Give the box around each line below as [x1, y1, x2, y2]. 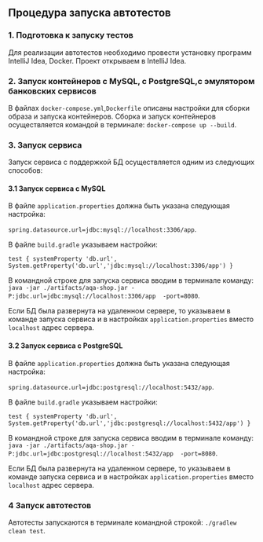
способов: [8, 166, 43, 175]
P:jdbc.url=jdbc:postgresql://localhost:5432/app [8, 449, 174, 458]
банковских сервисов [8, 86, 97, 97]
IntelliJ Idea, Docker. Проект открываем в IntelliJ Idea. [8, 56, 187, 65]
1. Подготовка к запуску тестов [8, 30, 133, 41]
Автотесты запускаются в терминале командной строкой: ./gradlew [8, 518, 237, 527]
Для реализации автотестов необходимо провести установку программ [8, 47, 252, 57]
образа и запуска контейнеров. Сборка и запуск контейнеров [8, 112, 216, 121]
